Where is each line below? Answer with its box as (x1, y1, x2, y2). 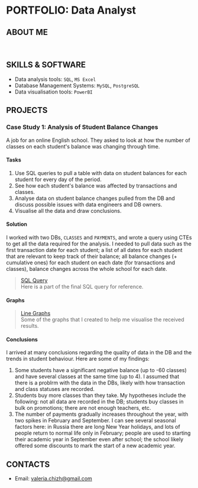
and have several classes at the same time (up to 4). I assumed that (14, 373, 180, 380)
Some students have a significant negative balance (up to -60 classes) (14, 367, 187, 374)
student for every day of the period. (14, 176, 102, 183)
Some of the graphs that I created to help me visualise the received (20, 316, 184, 323)
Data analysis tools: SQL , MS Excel (14, 75, 96, 83)
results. (20, 322, 40, 329)
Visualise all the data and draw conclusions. (14, 207, 122, 214)
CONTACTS (6, 459, 50, 469)
